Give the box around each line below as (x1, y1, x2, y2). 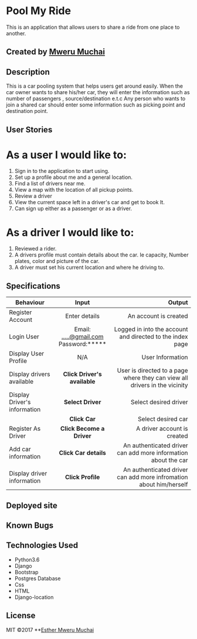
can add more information (117, 449, 188, 457)
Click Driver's (63, 370, 103, 378)
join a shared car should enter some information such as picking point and (6, 101, 186, 108)
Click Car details (59, 449, 107, 457)
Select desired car (137, 415, 188, 423)
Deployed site (6, 500, 57, 510)
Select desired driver (131, 398, 188, 407)
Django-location (14, 593, 54, 601)
